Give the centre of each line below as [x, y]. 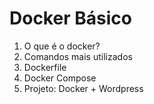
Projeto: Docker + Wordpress [83, 88]
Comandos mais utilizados [78, 56]
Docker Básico [70, 18]
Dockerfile [45, 67]
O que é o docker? [62, 46]
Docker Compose [60, 78]
